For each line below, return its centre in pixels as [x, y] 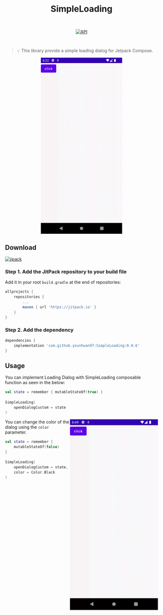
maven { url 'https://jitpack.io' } [59, 307]
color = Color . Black [34, 472]
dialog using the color [27, 427]
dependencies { [20, 340]
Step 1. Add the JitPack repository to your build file [66, 272]
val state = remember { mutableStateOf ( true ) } [54, 392]
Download [21, 248]
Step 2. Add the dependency [39, 330]
